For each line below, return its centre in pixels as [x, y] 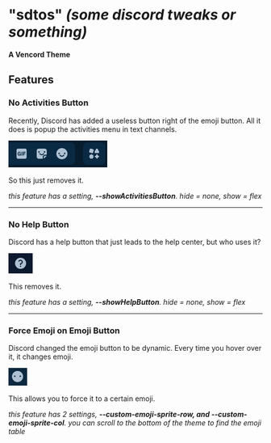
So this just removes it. [46, 180]
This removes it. [35, 286]
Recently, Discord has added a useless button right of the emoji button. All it [135, 120]
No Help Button [39, 224]
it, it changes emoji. [41, 357]
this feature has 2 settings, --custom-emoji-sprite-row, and [109, 415]
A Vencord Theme [40, 54]
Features [31, 80]
